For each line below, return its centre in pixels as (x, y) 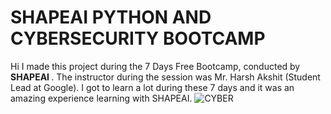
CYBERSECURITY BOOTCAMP (138, 38)
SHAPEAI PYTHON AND (111, 17)
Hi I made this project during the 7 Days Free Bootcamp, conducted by (155, 66)
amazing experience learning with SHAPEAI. (101, 98)
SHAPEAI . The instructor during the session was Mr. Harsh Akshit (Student (165, 77)
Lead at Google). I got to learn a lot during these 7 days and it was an (152, 87)
